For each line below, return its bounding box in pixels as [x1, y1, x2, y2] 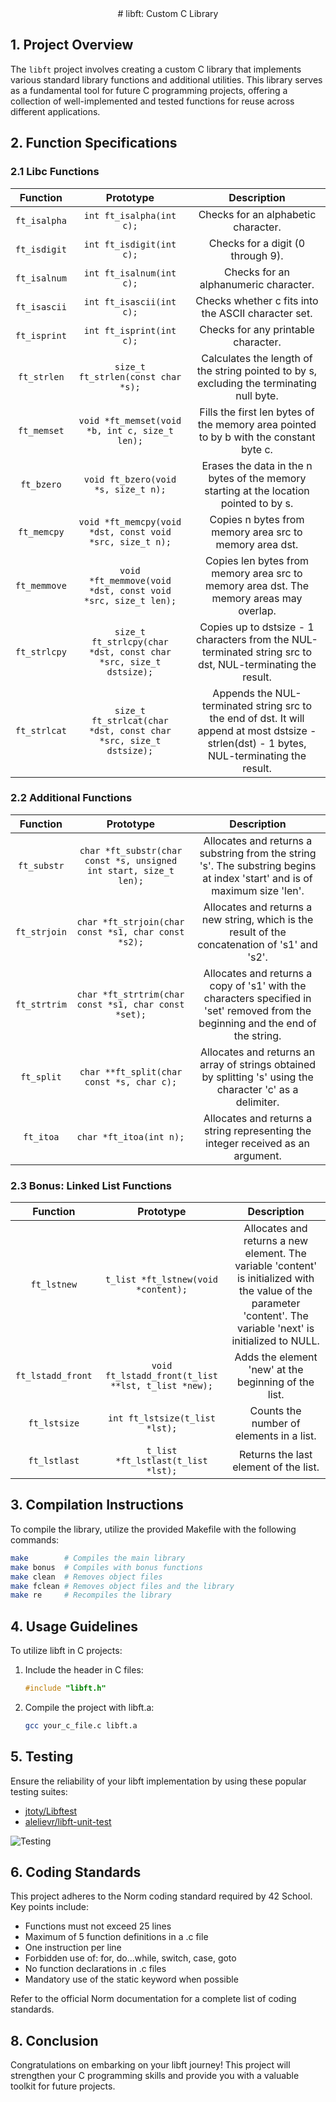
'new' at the [248, 1363, 304, 1377]
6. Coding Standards [10, 1864, 142, 1881]
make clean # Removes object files [10, 1572, 163, 1582]
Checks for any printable [199, 322, 315, 336]
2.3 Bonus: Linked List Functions [10, 1178, 173, 1192]
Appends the [212, 686, 273, 700]
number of [251, 1417, 301, 1431]
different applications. [10, 105, 101, 117]
